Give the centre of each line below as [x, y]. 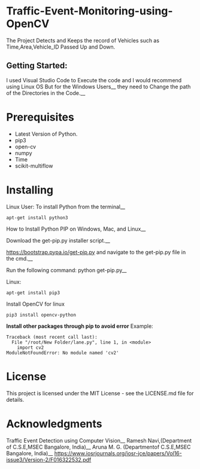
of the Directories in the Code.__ [46, 93]
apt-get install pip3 [33, 292]
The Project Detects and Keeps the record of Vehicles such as [83, 40]
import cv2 [31, 347]
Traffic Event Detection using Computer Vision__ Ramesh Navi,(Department [99, 440]
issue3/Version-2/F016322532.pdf [49, 459]
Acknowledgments [54, 424]
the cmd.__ [19, 258]
